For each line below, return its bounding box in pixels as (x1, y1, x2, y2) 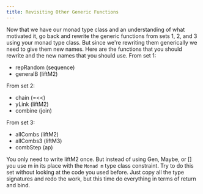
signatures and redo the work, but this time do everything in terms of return (6, 175, 197, 182)
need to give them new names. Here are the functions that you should (6, 45, 182, 53)
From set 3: (6, 119, 35, 126)
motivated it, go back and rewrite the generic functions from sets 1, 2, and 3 (6, 32, 197, 40)
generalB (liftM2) (15, 70, 58, 77)
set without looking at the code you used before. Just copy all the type (6, 168, 185, 176)
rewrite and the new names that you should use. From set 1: (6, 51, 157, 59)
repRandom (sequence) (15, 64, 75, 71)
